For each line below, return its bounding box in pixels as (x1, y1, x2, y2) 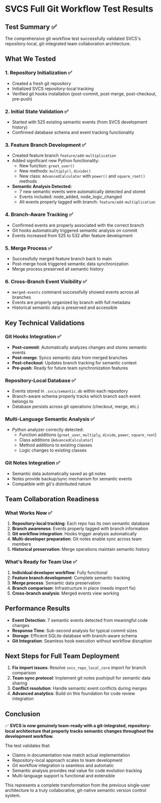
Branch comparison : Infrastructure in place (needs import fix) (12, 585, 136, 591)
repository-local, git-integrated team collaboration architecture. (5, 41, 131, 47)
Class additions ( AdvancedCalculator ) (19, 437, 93, 443)
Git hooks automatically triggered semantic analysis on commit (12, 227, 138, 233)
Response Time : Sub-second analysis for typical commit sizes (12, 628, 137, 633)
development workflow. (5, 734, 54, 739)
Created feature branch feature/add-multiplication (12, 153, 117, 158)
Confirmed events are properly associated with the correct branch (12, 222, 144, 228)
